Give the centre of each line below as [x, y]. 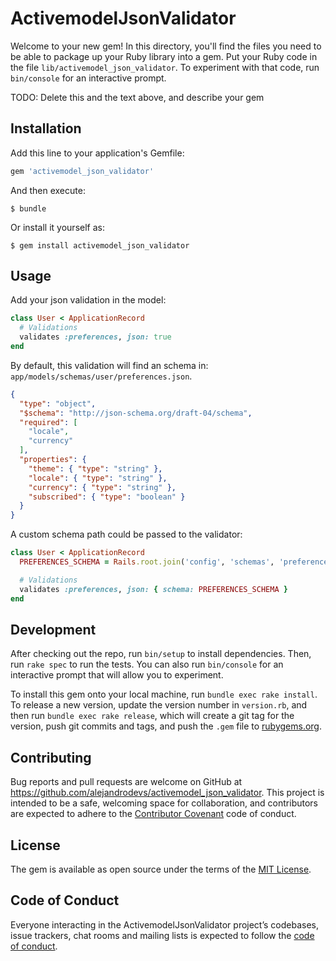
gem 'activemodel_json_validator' [82, 171]
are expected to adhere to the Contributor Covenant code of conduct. [153, 814]
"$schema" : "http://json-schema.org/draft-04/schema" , [136, 413]
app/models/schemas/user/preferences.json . [101, 376]
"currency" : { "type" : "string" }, [102, 487]
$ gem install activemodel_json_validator [100, 245]
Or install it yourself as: [57, 227]
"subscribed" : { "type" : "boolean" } [107, 497]
